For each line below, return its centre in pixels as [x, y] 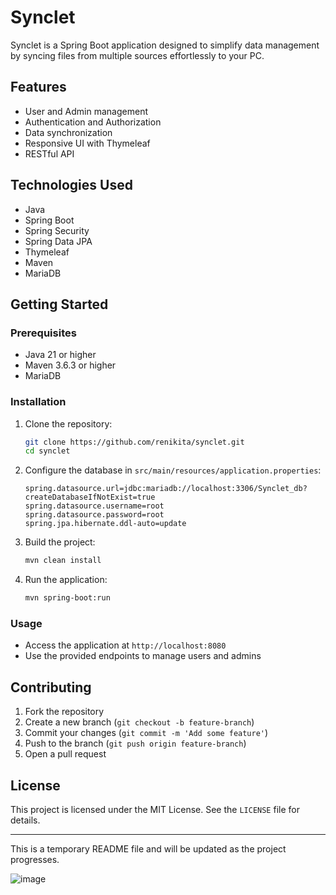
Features [38, 87]
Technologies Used [71, 185]
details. [25, 820]
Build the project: [60, 542]
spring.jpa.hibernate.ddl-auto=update [105, 524]
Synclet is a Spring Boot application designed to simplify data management [165, 45]
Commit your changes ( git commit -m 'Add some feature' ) [146, 733]
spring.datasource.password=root [94, 515]
